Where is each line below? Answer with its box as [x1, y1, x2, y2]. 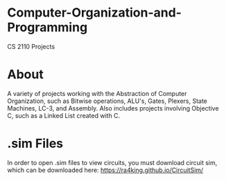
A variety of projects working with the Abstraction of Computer [7, 89, 187, 97]
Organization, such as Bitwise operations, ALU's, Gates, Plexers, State [7, 97, 208, 105]
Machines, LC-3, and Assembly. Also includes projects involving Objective [7, 104, 220, 112]
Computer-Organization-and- [7, 5, 182, 21]
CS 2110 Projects [7, 42, 55, 50]
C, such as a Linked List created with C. [7, 111, 121, 120]
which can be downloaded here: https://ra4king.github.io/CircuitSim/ [7, 166, 204, 174]
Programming [7, 19, 88, 35]
